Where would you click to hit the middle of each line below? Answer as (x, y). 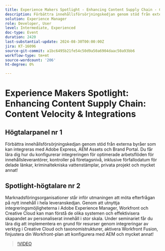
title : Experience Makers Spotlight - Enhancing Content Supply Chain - (81, 10)
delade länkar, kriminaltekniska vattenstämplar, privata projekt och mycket (80, 165)
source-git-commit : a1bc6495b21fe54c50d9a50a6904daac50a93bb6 (70, 51)
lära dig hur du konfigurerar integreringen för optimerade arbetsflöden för (80, 155)
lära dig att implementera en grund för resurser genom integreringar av (77, 223)
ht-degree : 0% (20, 64)
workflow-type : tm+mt (27, 55)
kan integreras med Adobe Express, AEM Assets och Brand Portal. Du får (79, 149)
